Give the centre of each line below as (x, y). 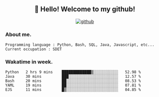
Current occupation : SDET (34, 49)
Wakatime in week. (29, 62)
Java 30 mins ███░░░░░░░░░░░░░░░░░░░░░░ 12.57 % (73, 77)
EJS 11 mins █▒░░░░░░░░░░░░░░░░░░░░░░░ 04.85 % (73, 90)
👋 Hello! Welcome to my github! (85, 9)
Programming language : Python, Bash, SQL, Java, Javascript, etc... (80, 45)
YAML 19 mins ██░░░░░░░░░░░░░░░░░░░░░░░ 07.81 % (73, 85)
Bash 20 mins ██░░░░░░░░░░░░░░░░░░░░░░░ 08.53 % (73, 81)
